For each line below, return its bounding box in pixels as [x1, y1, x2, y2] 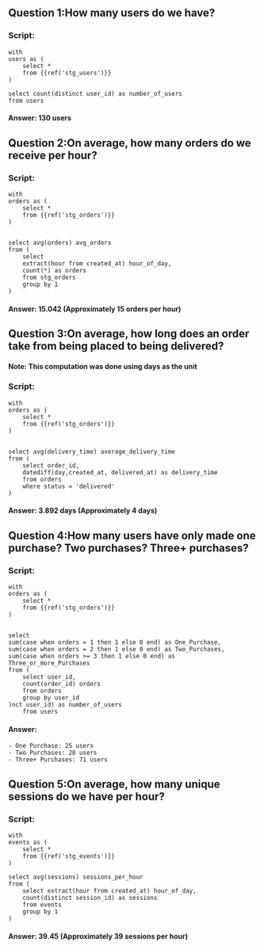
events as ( [8, 839, 48, 847]
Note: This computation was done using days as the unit [8, 361, 198, 371]
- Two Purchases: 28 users [8, 749, 98, 757]
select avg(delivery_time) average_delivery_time [8, 448, 176, 455]
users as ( [8, 55, 44, 63]
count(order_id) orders [22, 680, 101, 688]
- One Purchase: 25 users [8, 742, 94, 750]
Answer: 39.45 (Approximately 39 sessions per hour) [8, 931, 189, 941]
